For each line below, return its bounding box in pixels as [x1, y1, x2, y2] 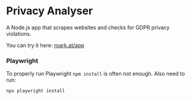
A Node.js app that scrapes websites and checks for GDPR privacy [6, 24, 170, 31]
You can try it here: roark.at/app [6, 42, 84, 49]
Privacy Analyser [6, 4, 93, 18]
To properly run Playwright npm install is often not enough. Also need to [6, 70, 186, 77]
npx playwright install [6, 88, 65, 94]
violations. [6, 30, 32, 37]
